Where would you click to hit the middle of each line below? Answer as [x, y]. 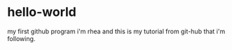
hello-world [42, 12]
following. [21, 38]
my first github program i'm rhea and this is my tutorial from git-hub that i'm [116, 31]
